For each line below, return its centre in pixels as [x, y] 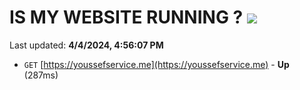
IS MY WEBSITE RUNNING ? [126, 17]
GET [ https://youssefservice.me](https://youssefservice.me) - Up [156, 64]
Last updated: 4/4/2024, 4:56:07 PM [86, 45]
